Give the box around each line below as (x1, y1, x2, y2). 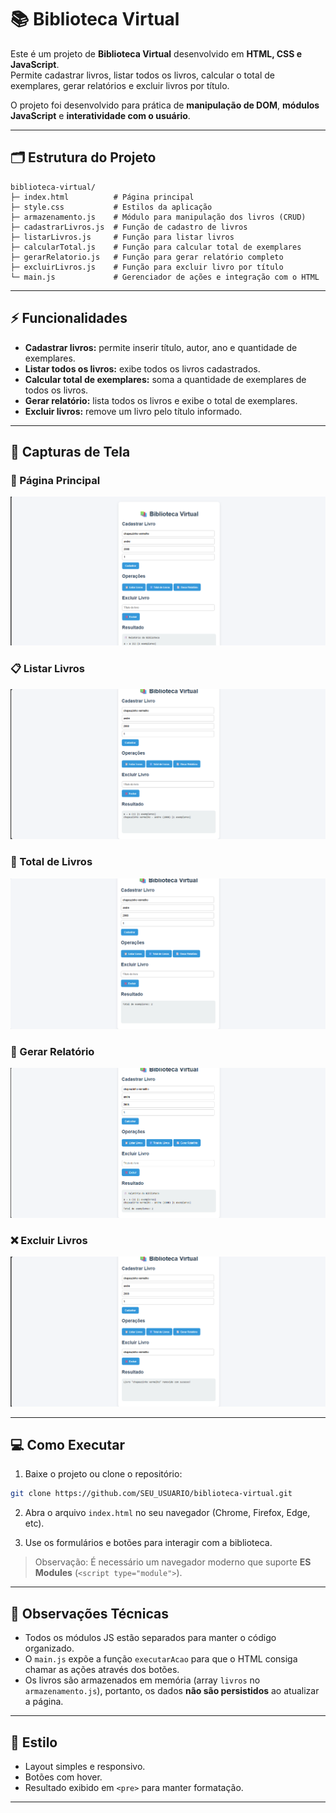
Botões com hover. (24, 1771, 103, 1783)
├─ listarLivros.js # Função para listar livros (10, 232, 235, 242)
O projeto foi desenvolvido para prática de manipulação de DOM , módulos (10, 99, 320, 111)
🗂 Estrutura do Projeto (10, 149, 157, 166)
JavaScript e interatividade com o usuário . (10, 109, 191, 121)
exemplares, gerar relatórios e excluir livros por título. (10, 79, 230, 91)
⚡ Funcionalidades (10, 310, 128, 327)
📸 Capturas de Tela (10, 443, 131, 460)
